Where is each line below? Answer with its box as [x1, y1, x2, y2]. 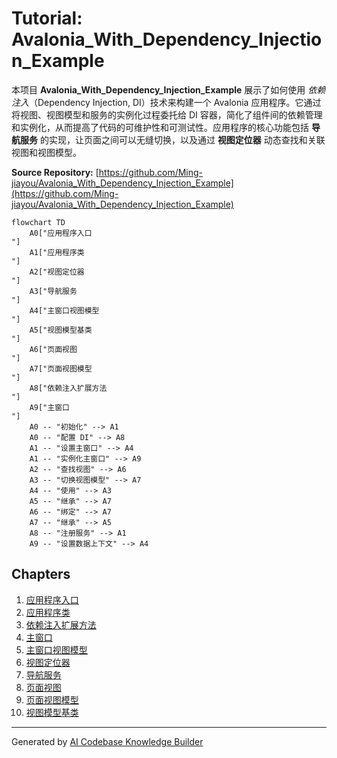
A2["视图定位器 [29, 267, 85, 277]
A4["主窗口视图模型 [29, 305, 100, 316]
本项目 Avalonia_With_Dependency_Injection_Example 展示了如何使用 [11, 83, 306, 96]
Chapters [11, 566, 71, 583]
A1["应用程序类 [29, 247, 85, 257]
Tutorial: [11, 7, 83, 30]
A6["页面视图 [29, 344, 78, 354]
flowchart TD [11, 217, 66, 227]
